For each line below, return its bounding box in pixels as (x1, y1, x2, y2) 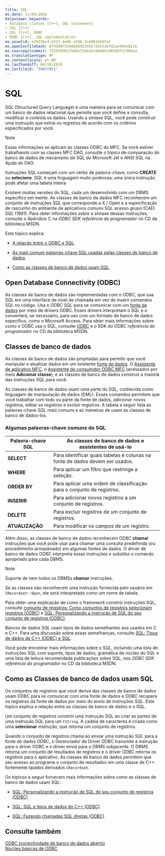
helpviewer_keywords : (5, 16, 50, 21)
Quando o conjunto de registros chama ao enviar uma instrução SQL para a (5, 733, 158, 739)
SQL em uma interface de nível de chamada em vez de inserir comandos (5, 296, 152, 303)
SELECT (7, 455, 27, 461)
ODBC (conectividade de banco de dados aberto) (5, 840, 106, 846)
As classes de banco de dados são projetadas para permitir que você (5, 356, 146, 362)
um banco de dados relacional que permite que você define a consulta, (5, 109, 150, 115)
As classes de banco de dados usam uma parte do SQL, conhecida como (5, 386, 154, 392)
